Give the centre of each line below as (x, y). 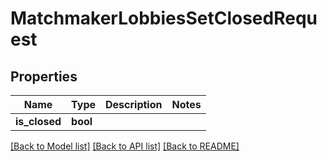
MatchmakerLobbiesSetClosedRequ (164, 18)
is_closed (38, 121)
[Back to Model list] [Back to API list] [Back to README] (125, 146)
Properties (44, 76)
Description (134, 104)
